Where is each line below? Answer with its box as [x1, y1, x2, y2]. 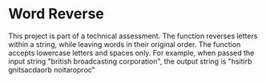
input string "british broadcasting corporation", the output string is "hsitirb [8, 57, 252, 66]
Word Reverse [8, 5, 104, 23]
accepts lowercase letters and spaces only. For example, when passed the [8, 48, 255, 57]
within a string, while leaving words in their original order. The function [8, 39, 241, 49]
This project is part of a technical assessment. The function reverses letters [8, 31, 258, 41]
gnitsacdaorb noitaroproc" [8, 64, 96, 74]
